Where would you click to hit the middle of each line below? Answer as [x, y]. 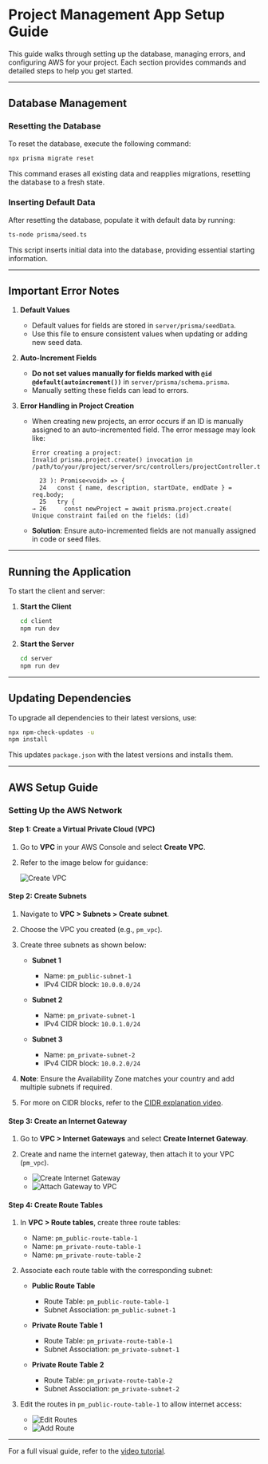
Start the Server [47, 644]
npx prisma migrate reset [51, 158]
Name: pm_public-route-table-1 [85, 1238]
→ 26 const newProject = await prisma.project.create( [132, 509]
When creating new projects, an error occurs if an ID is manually [137, 422]
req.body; [48, 495]
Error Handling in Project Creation [77, 406]
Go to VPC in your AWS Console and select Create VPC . [112, 847]
